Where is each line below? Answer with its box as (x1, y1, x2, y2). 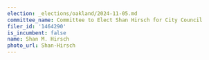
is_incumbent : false (7, 29, 67, 37)
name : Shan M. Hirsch (7, 36, 70, 43)
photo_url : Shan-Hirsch (7, 42, 76, 49)
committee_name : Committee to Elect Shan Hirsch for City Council (7, 17, 203, 23)
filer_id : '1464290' (7, 23, 67, 30)
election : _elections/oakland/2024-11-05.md (7, 10, 138, 17)
